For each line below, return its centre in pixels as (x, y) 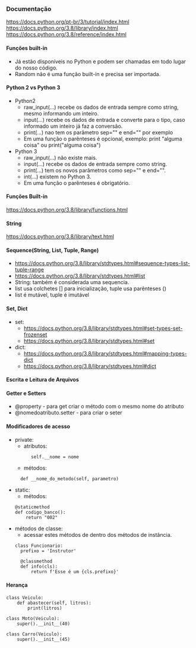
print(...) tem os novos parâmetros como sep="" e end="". (95, 170)
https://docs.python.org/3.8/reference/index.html (66, 34)
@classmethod (37, 562)
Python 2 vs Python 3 (33, 87)
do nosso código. (36, 68)
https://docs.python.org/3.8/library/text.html (60, 237)
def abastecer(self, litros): (54, 603)
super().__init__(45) (43, 639)
